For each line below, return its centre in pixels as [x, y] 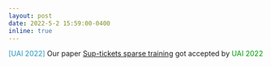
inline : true [30, 31]
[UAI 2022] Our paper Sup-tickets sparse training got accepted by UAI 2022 [136, 54]
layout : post [30, 16]
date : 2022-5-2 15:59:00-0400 [60, 23]
